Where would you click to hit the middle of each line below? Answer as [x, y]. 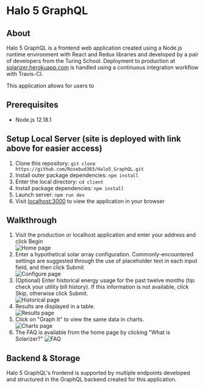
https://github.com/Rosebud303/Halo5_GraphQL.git [80, 169]
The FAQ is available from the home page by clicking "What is [93, 332]
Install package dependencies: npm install [69, 188]
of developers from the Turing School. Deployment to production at [91, 61]
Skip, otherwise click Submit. [52, 294]
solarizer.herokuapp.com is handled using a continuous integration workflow [103, 67]
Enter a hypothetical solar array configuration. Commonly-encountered [104, 254]
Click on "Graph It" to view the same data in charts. [80, 319]
